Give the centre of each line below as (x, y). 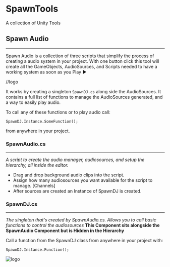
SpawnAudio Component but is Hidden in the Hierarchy (65, 231)
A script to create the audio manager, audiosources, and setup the (75, 160)
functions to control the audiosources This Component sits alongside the (83, 225)
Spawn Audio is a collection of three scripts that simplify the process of (80, 56)
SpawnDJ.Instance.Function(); (38, 250)
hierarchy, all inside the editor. (37, 165)
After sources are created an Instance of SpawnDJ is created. (77, 191)
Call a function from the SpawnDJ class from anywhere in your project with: (84, 241)
